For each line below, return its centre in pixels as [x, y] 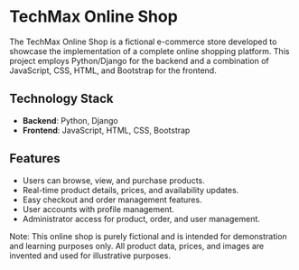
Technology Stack [61, 99]
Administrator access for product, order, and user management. [141, 219]
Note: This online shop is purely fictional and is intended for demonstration [148, 236]
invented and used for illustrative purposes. [90, 256]
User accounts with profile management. [98, 209]
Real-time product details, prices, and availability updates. [131, 190]
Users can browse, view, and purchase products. [113, 180]
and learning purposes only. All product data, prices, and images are [137, 246]
